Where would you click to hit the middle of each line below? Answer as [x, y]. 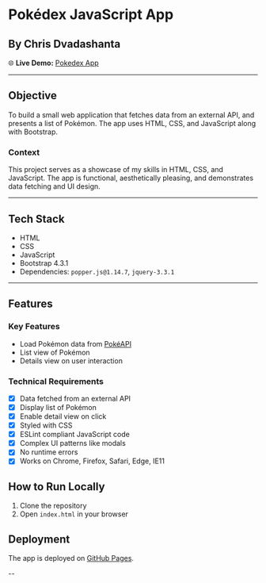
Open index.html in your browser [74, 514]
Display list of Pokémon [58, 407]
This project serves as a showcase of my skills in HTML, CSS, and [116, 170]
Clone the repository [53, 506]
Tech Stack [36, 219]
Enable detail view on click [63, 416]
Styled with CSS [46, 425]
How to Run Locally [57, 487]
